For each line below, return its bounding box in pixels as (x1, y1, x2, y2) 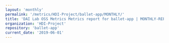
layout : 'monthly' (5, 7, 44, 12)
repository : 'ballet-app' (5, 26, 59, 31)
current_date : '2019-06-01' (5, 30, 64, 35)
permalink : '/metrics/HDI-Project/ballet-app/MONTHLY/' (5, 12, 125, 17)
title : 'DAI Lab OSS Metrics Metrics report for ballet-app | (5, 16, 138, 21)
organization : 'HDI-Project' (5, 21, 66, 26)
